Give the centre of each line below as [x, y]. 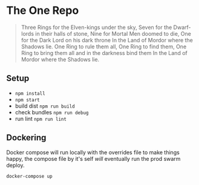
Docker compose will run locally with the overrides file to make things [93, 152]
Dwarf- [182, 27]
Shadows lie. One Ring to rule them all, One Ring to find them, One [104, 47]
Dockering [26, 138]
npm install [30, 93]
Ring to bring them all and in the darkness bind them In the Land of [104, 53]
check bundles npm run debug [52, 112]
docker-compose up [29, 176]
